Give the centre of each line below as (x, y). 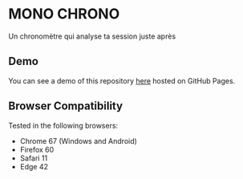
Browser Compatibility (65, 106)
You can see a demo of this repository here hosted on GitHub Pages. (122, 80)
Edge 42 (34, 166)
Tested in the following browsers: (63, 125)
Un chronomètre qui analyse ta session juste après (92, 36)
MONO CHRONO (64, 14)
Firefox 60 (37, 149)
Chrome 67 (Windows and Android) (79, 140)
